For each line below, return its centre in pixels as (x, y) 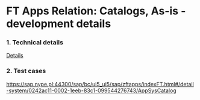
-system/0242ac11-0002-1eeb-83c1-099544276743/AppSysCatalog (91, 90)
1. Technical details (35, 43)
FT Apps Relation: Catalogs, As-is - (96, 11)
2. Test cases (26, 71)
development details (59, 24)
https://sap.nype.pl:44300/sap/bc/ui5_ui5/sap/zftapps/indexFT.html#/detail (100, 84)
